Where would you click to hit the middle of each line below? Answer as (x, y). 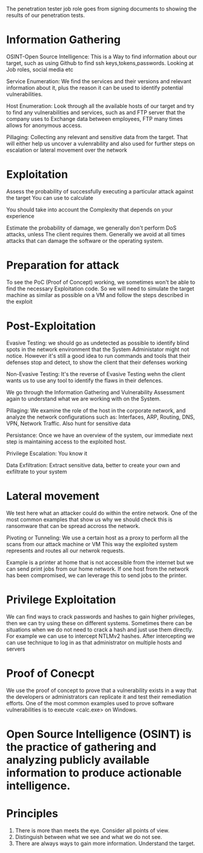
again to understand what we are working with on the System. (84, 399)
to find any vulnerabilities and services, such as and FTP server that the (96, 112)
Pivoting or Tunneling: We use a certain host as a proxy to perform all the (97, 538)
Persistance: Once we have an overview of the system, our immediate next (100, 435)
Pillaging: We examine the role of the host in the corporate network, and (96, 410)
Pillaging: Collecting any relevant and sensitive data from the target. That (97, 137)
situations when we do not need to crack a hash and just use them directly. (100, 629)
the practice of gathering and (81, 747)
